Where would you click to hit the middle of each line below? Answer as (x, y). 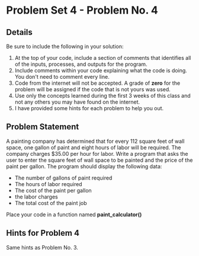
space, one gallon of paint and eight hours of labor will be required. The (94, 147)
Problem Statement (43, 127)
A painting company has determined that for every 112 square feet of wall (95, 141)
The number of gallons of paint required (63, 178)
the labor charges (36, 197)
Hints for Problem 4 (43, 233)
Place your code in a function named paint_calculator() (74, 215)
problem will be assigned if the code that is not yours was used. (92, 89)
